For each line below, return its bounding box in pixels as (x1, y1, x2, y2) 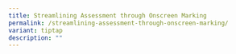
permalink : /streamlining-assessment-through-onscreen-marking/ (8, 19, 229, 27)
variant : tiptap (8, 26, 63, 34)
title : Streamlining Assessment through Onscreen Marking (8, 11, 207, 20)
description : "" (8, 33, 63, 42)
